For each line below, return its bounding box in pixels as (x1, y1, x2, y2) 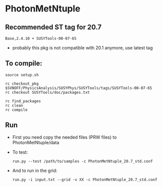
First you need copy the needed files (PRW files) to (12, 134, 117, 140)
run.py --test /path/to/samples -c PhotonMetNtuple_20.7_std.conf (12, 159, 153, 164)
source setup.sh (5, 72, 39, 77)
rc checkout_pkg (5, 81, 39, 86)
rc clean (5, 103, 23, 108)
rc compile (5, 107, 28, 112)
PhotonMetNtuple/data (12, 139, 60, 145)
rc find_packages (5, 98, 41, 104)
